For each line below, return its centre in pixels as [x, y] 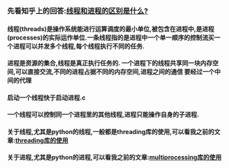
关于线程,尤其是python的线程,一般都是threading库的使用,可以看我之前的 [111, 131]
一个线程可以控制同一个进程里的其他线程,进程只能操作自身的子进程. [103, 115]
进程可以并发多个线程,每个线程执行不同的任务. [79, 46]
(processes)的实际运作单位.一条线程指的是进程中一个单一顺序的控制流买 [111, 37]
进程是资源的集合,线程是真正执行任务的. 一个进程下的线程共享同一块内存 [110, 63]
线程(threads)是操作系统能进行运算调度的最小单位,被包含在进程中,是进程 [111, 28]
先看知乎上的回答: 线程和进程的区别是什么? [78, 10]
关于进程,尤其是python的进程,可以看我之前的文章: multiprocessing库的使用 [114, 158]
